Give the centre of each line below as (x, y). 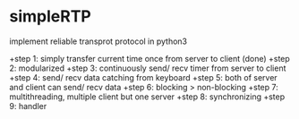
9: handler (28, 106)
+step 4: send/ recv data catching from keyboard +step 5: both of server (143, 77)
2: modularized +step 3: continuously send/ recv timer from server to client (148, 68)
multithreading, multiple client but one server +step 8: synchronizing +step (147, 97)
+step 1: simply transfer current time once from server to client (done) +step (150, 58)
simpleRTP (50, 17)
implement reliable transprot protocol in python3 (98, 41)
